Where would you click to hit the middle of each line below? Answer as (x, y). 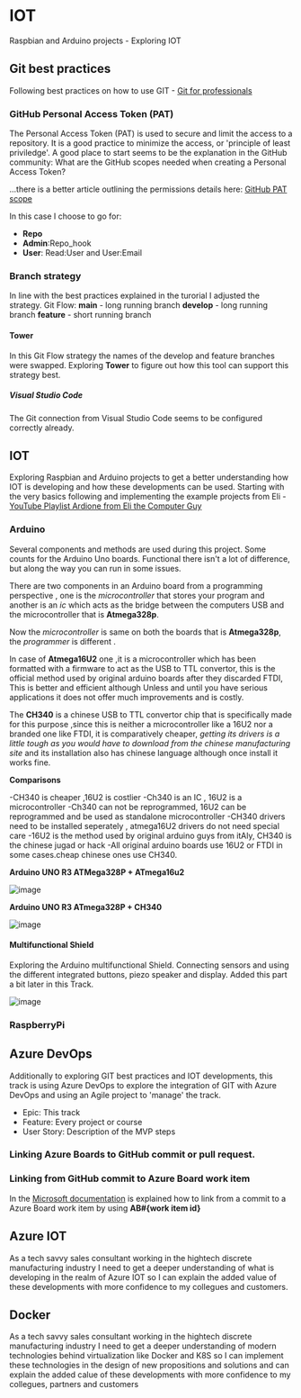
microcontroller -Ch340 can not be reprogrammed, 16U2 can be (128, 807)
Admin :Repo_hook (57, 243)
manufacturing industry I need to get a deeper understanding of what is (142, 1267)
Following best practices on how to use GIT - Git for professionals (131, 90)
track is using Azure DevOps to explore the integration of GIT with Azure (143, 1085)
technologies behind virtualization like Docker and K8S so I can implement (147, 1356)
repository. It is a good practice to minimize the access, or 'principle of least (150, 143)
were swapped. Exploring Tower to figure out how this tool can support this (149, 365)
